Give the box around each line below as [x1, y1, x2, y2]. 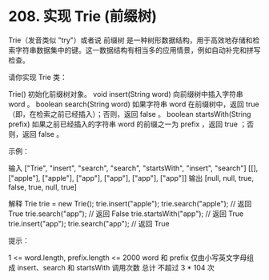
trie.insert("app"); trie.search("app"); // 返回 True [8, 218, 170, 228]
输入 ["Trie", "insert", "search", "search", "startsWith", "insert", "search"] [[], [8, 163, 259, 173]
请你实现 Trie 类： [8, 72, 68, 82]
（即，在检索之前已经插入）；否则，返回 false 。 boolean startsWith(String [8, 109, 251, 118]
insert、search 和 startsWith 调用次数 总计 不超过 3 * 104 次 [17, 262, 215, 272]
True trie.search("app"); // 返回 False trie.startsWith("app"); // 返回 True [8, 209, 244, 218]
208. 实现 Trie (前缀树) [8, 7, 158, 26]
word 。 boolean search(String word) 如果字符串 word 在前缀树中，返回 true [8, 99, 259, 109]
